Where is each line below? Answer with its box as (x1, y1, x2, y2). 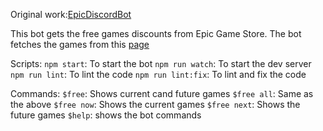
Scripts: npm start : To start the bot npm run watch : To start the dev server (10, 58, 312, 69)
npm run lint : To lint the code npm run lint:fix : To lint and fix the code (10, 69, 307, 80)
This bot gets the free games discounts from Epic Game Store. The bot (10, 28, 302, 39)
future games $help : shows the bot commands (10, 109, 202, 121)
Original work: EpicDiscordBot (10, 9, 132, 20)
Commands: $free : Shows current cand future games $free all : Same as (10, 88, 314, 99)
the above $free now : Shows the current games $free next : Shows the (10, 99, 301, 110)
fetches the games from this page (10, 39, 150, 50)
